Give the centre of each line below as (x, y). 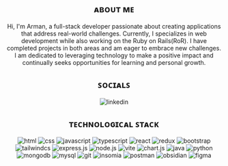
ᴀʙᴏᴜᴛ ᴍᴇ (114, 9)
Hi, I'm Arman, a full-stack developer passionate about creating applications (114, 26)
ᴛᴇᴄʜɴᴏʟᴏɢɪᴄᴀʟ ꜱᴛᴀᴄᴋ (114, 124)
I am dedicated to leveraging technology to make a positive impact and (114, 55)
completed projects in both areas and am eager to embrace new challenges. (114, 48)
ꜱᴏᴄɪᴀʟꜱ (114, 85)
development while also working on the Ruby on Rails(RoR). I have (114, 40)
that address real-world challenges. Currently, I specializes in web (114, 33)
